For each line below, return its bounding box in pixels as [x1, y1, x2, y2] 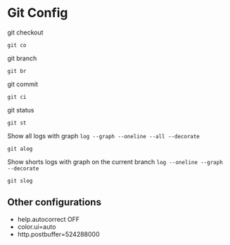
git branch [7, 54, 37, 62]
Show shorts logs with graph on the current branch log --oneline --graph [7, 157, 223, 166]
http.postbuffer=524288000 [17, 230, 100, 238]
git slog [7, 177, 33, 184]
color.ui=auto [17, 223, 56, 231]
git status [7, 105, 34, 114]
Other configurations [7, 197, 102, 208]
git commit [7, 79, 39, 88]
